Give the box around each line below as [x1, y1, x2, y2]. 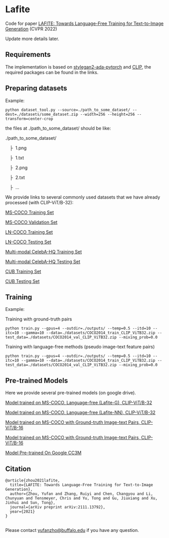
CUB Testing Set [5, 278, 40, 284]
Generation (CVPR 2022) [5, 25, 57, 31]
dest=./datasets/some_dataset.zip [5, 112, 79, 117]
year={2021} [10, 509, 36, 514]
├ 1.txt [10, 154, 24, 161]
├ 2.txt [10, 174, 25, 180]
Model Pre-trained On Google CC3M [5, 450, 82, 456]
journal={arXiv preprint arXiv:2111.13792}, [10, 504, 106, 510]
